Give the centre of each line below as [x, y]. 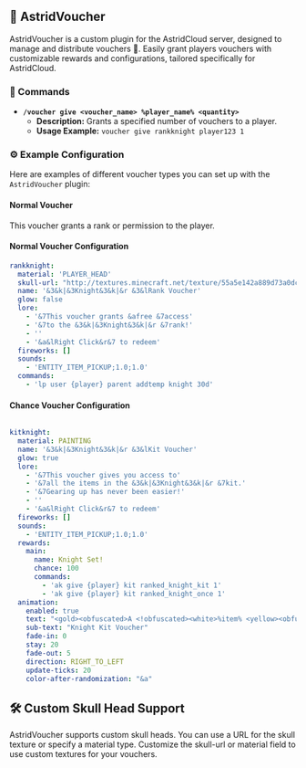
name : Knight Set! [68, 560]
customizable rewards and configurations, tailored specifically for [133, 58]
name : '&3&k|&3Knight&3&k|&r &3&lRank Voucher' [110, 291]
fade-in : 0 [46, 636]
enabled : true [52, 611]
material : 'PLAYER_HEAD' [65, 274]
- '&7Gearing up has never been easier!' [105, 492]
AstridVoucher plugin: [50, 184]
